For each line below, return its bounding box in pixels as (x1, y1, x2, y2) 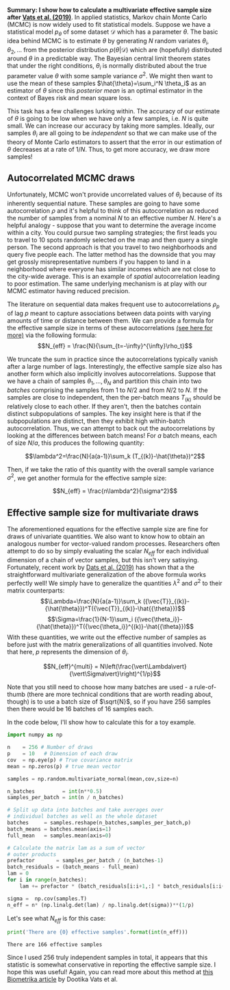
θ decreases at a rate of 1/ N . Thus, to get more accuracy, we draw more (7, 145, 210, 153)
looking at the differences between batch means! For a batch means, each (7, 431, 217, 439)
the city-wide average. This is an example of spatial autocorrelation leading (7, 273, 220, 281)
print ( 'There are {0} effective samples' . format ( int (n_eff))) (7, 929, 188, 936)
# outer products (7, 851, 57, 857)
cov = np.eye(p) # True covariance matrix (7, 757, 133, 763)
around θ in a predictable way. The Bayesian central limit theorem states (7, 54, 211, 62)
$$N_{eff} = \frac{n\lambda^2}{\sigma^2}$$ (52, 487, 178, 495)
